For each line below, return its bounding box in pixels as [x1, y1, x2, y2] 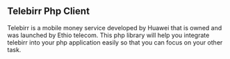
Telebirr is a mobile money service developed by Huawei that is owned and [7, 23, 222, 32]
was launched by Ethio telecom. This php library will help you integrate [7, 31, 210, 39]
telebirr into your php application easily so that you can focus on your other [7, 38, 223, 47]
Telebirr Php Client [7, 5, 90, 17]
